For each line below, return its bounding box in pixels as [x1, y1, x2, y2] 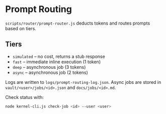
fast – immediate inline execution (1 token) [12, 59, 101, 65]
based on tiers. [5, 25, 37, 31]
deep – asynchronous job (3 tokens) [12, 64, 86, 70]
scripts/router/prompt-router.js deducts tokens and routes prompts [5, 20, 150, 26]
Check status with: [5, 94, 44, 100]
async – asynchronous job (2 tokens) [12, 69, 88, 75]
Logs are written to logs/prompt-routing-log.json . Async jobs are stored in [5, 79, 161, 85]
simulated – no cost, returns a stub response [12, 53, 106, 59]
